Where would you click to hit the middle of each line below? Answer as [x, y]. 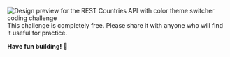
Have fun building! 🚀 [37, 46]
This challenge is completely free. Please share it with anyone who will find [115, 25]
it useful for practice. [37, 33]
